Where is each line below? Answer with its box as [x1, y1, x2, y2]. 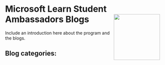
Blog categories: [5, 49, 57, 58]
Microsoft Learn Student [5, 3, 107, 15]
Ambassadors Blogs [5, 14, 89, 25]
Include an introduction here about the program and [5, 30, 110, 36]
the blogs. [5, 35, 26, 41]
